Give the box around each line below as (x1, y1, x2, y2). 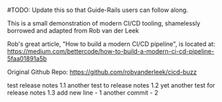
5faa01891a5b (7, 54, 47, 63)
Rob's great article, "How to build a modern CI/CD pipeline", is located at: (7, 40, 216, 48)
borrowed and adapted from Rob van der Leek (7, 27, 140, 34)
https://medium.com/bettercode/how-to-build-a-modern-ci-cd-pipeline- (7, 48, 214, 55)
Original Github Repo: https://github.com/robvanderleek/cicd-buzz (7, 68, 197, 76)
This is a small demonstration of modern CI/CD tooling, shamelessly (7, 19, 201, 27)
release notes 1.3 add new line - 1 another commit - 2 (7, 89, 158, 96)
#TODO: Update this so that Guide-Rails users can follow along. (7, 6, 189, 14)
